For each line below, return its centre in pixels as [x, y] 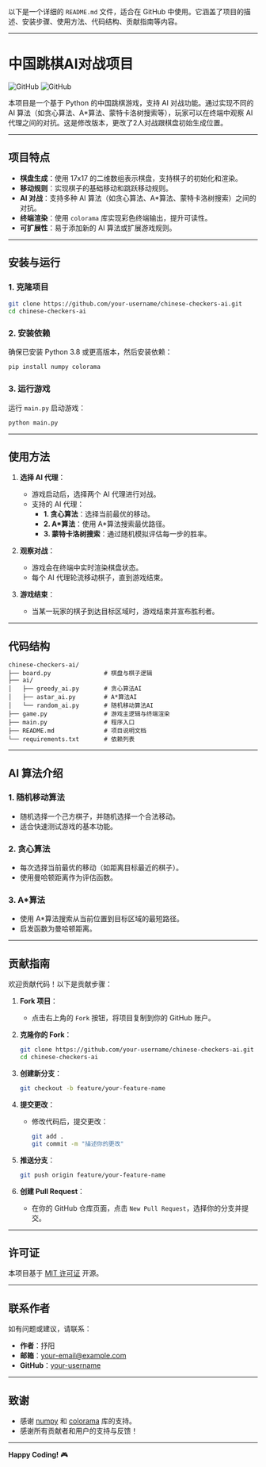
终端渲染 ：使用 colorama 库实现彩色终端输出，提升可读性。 [116, 217]
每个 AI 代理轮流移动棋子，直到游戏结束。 [99, 578]
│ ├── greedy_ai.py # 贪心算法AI [75, 689]
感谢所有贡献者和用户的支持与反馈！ [79, 1431]
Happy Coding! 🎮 [38, 1454]
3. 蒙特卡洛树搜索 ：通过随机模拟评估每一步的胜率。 [127, 534]
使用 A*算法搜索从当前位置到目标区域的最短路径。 [101, 919]
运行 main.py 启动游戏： [47, 408]
